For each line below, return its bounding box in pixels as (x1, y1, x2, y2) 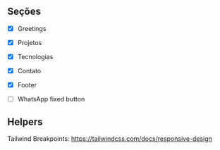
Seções (7, 6, 41, 18)
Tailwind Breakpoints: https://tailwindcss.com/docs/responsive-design (7, 135, 213, 143)
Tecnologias (17, 52, 54, 61)
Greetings (17, 24, 47, 32)
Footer (17, 81, 37, 89)
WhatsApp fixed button (17, 95, 85, 104)
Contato (17, 67, 42, 75)
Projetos (17, 38, 42, 46)
